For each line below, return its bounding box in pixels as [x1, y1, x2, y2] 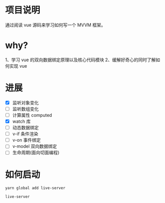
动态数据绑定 [12, 125, 39, 131]
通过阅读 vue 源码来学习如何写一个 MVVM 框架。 [5, 22, 106, 28]
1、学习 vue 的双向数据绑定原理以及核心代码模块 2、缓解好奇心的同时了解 [5, 57, 156, 63]
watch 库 [12, 118, 31, 124]
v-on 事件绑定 [12, 137, 41, 143]
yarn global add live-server [5, 186, 66, 191]
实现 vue [9, 63, 27, 69]
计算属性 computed [12, 112, 52, 118]
